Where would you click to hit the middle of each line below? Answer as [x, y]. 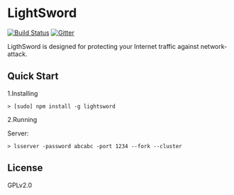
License [25, 168]
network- [214, 46]
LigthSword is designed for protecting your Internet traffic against [103, 46]
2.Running [22, 119]
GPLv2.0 [20, 185]
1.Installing [23, 93]
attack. [17, 54]
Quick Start [33, 76]
